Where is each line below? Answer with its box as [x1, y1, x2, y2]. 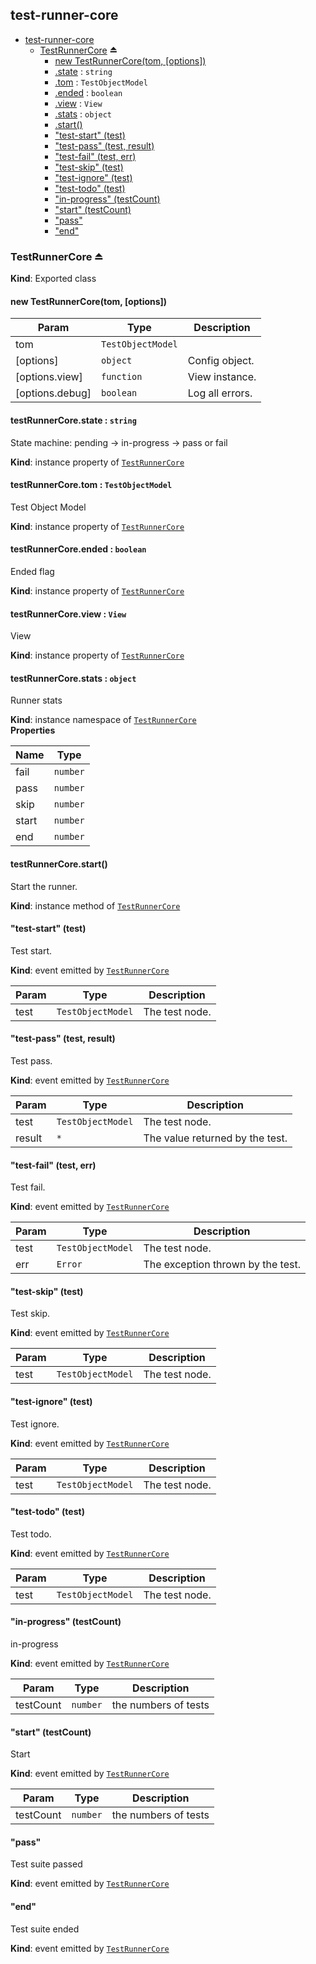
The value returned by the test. [143, 1131, 288, 1145]
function [100, 371, 143, 383]
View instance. [187, 370, 257, 384]
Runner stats [10, 694, 63, 707]
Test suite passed [10, 1858, 83, 1870]
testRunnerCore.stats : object [10, 672, 137, 684]
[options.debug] [15, 386, 92, 400]
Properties [10, 724, 56, 737]
